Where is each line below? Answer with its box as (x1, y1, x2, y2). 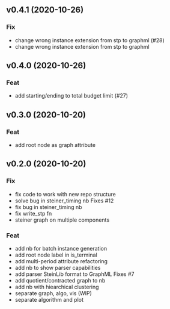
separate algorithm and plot (14, 296, 84, 304)
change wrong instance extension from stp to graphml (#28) (14, 36, 165, 44)
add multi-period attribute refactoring (14, 258, 108, 265)
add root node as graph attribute (14, 142, 96, 149)
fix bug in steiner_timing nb (14, 203, 82, 210)
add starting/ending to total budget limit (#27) (14, 92, 128, 99)
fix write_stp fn (14, 210, 52, 217)
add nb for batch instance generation (14, 245, 108, 252)
